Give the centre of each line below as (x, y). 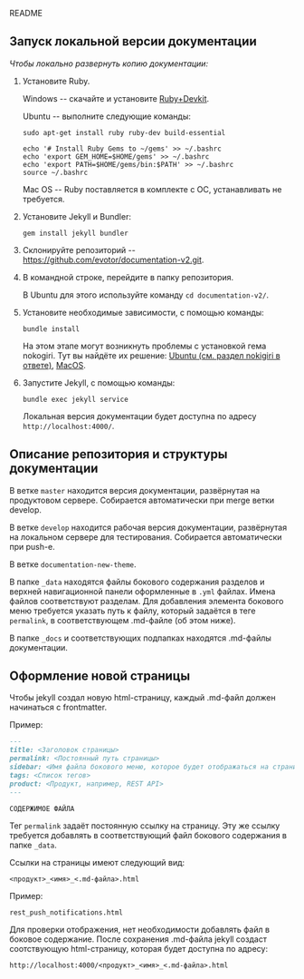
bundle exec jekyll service (75, 399)
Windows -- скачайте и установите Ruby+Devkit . (116, 98)
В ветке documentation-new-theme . (73, 564)
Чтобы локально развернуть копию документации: (109, 64)
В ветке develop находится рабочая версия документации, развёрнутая (148, 527)
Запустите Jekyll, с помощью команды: (99, 382)
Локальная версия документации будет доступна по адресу (139, 416)
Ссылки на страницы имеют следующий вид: (97, 863)
